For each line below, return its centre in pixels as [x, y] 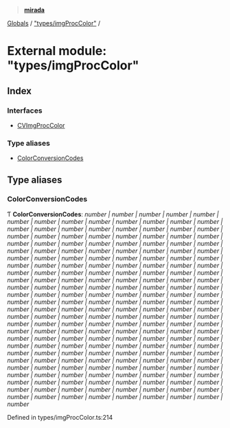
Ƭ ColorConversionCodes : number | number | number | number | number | [113, 214]
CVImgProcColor [41, 125]
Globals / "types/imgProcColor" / [54, 23]
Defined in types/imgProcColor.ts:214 [60, 417]
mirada [34, 10]
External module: [57, 51]
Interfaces [25, 111]
